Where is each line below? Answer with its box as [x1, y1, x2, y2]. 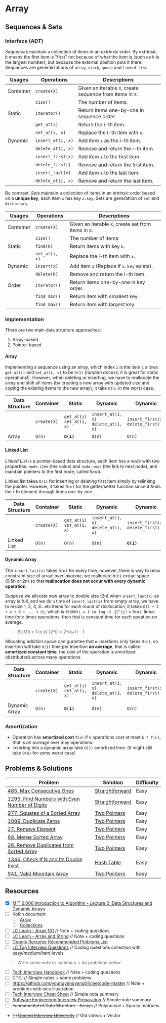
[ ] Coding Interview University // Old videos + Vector [12, 1012, 121, 1018]
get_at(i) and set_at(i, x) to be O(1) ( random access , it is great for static [5, 370, 159, 375]
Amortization [5, 723, 38, 730]
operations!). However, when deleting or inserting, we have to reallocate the [5, 374, 160, 381]
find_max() [35, 301, 61, 307]
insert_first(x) [35, 154, 74, 159]
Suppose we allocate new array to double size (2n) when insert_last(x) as [5, 593, 159, 599]
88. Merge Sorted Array [7, 834, 63, 840]
